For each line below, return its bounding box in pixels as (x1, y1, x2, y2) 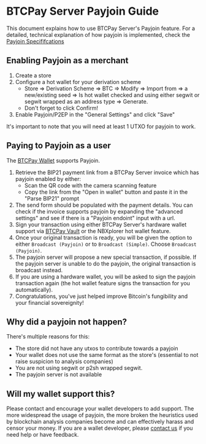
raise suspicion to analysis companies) (15, 358, 113, 366)
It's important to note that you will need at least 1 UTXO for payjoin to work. (6, 123, 196, 130)
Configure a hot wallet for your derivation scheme (15, 78, 141, 85)
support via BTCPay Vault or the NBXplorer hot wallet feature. (15, 227, 171, 234)
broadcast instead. (15, 266, 63, 274)
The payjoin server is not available (15, 371, 102, 378)
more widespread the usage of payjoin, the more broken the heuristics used (6, 411, 198, 419)
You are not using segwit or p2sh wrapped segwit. (15, 364, 143, 372)
